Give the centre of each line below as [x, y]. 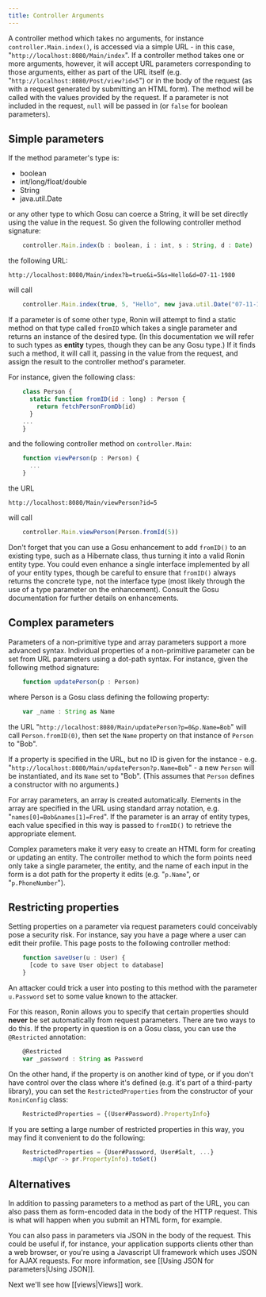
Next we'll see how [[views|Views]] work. [76, 1285]
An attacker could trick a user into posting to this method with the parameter [133, 987]
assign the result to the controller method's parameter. [97, 362]
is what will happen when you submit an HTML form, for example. [115, 1220]
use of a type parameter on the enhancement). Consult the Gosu [114, 589]
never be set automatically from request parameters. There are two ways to [132, 1020]
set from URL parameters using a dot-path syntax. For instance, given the [128, 659]
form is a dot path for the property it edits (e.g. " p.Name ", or [104, 874]
